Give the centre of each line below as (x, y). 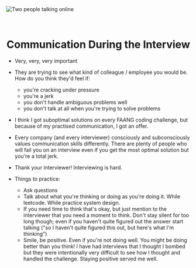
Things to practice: (37, 179)
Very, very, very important (46, 60)
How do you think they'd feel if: (52, 78)
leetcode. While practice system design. (72, 202)
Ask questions (40, 190)
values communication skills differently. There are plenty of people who (101, 144)
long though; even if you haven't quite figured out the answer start (103, 221)
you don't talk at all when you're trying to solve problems (92, 108)
